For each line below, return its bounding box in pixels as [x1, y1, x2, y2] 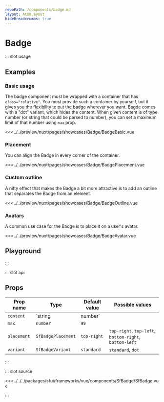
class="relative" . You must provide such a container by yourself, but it [5, 99, 149, 104]
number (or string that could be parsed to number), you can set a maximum [5, 115, 157, 120]
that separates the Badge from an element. [5, 190, 91, 196]
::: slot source [5, 368, 33, 374]
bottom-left [109, 339, 137, 345]
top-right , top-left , [109, 327, 156, 334]
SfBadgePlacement [36, 333, 76, 339]
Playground [5, 247, 41, 255]
